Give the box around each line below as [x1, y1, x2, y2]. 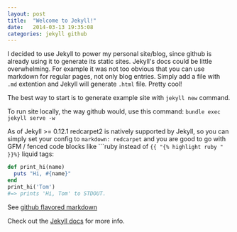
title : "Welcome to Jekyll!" [7, 17, 97, 24]
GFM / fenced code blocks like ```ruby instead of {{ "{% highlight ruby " [7, 143, 224, 151]
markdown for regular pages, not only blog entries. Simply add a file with [7, 72, 221, 81]
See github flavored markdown [7, 203, 98, 211]
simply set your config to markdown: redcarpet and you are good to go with [7, 135, 226, 143]
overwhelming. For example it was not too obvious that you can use [7, 65, 205, 73]
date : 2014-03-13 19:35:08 [7, 23, 94, 31]
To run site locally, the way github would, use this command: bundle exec [7, 107, 221, 116]
